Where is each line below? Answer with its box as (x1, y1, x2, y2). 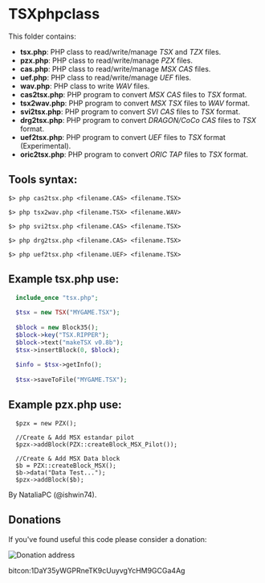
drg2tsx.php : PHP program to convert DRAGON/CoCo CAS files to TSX (19, 115, 257, 125)
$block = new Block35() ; (15, 323, 99, 332)
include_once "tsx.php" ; (15, 294, 99, 302)
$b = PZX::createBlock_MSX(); (15, 462, 116, 470)
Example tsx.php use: (8, 273, 120, 286)
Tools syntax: (8, 173, 78, 187)
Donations (8, 513, 62, 527)
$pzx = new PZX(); (15, 419, 78, 427)
